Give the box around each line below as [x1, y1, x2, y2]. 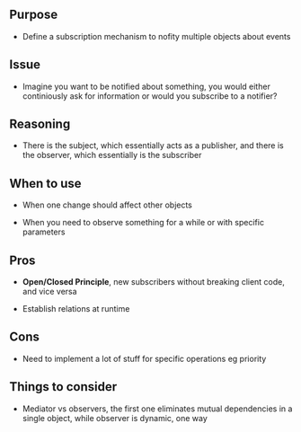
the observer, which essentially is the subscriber [22, 150, 202, 161]
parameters [22, 226, 66, 237]
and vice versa [22, 287, 78, 297]
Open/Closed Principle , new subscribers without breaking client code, [22, 277, 286, 287]
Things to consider [9, 379, 118, 394]
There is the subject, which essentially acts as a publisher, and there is [22, 140, 285, 151]
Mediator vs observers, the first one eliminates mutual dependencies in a [22, 403, 293, 414]
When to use [9, 175, 83, 191]
